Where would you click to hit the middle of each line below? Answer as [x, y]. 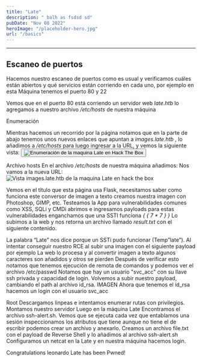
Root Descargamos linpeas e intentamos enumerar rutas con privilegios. [96, 302]
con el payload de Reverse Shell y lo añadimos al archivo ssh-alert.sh [92, 334]
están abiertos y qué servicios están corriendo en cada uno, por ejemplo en [100, 85]
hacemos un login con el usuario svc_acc [57, 291]
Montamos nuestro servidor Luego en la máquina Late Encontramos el [93, 309]
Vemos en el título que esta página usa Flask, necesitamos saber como [94, 189]
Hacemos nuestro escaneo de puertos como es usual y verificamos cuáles [99, 78]
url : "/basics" [25, 34]
